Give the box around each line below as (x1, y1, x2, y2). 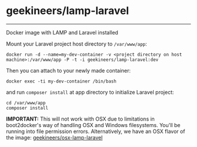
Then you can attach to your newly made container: (6, 67, 131, 74)
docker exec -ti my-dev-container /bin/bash (6, 78, 117, 84)
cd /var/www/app (6, 100, 46, 106)
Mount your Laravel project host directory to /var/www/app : (6, 40, 148, 47)
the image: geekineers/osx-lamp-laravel (6, 134, 103, 141)
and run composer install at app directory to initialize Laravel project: (6, 88, 174, 95)
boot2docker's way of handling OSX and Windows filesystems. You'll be (6, 121, 181, 128)
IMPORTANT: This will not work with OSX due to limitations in (6, 115, 155, 122)
